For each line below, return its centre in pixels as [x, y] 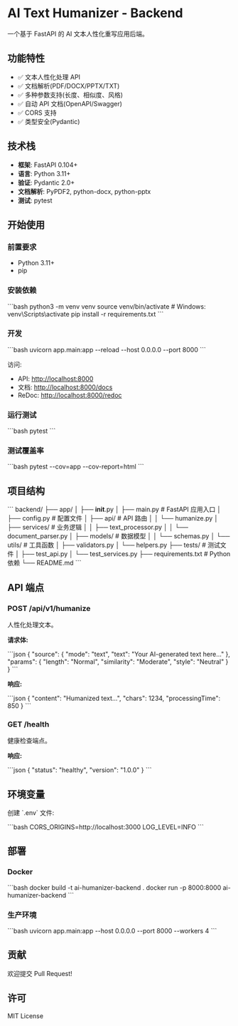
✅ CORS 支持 [37, 113]
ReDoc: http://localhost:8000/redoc [70, 395]
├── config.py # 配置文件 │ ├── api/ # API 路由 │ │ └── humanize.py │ [113, 518]
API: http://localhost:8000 [55, 379]
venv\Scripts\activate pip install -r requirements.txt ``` [86, 314]
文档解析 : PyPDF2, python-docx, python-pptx [84, 191]
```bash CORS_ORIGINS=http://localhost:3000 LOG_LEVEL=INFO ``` [106, 827]
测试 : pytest [35, 200]
